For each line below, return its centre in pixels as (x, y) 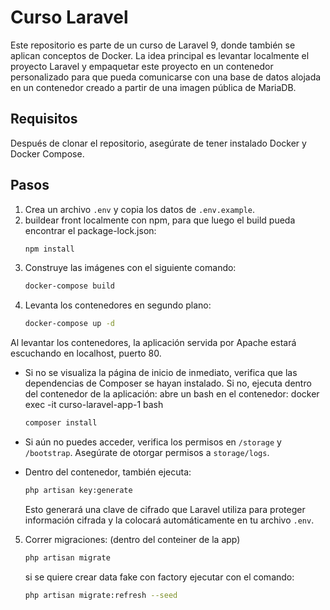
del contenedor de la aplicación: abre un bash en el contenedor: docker (172, 394)
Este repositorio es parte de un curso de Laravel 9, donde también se (153, 45)
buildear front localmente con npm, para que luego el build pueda (160, 220)
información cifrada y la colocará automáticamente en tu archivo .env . (169, 520)
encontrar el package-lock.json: (90, 230)
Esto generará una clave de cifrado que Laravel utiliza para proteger (165, 509)
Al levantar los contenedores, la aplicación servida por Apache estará (153, 343)
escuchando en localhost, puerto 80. (86, 353)
